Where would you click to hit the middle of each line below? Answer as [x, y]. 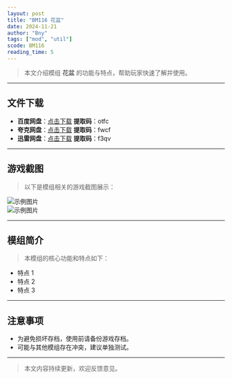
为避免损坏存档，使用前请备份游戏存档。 [75, 339]
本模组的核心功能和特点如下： [66, 258]
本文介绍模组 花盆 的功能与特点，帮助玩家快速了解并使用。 [107, 73]
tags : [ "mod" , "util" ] [40, 39]
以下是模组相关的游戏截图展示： [69, 187]
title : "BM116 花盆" [36, 20]
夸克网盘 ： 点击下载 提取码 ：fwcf [64, 129]
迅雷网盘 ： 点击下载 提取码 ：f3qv [64, 138]
